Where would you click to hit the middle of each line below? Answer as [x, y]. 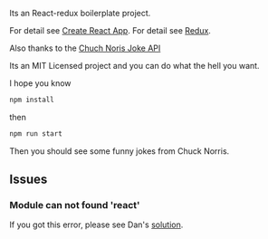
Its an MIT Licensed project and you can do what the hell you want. [134, 66]
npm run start [36, 134]
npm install [32, 100]
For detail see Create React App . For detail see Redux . [110, 30]
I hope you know [40, 83]
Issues [29, 180]
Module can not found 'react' [75, 206]
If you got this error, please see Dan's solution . [96, 225]
